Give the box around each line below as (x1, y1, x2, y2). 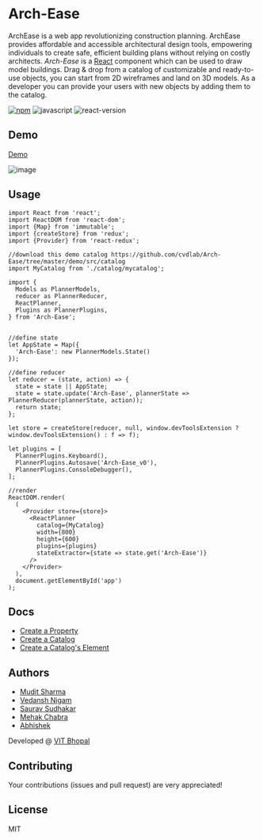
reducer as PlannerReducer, (15, 292, 109, 300)
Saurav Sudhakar (19, 704, 77, 714)
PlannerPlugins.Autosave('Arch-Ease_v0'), (15, 458, 158, 466)
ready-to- (223, 64, 255, 74)
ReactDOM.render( (8, 493, 66, 501)
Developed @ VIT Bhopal (8, 736, 90, 746)
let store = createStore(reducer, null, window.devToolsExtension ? (8, 424, 239, 432)
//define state (8, 334, 59, 342)
